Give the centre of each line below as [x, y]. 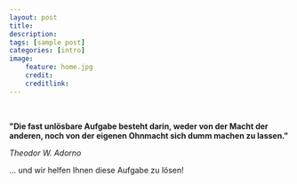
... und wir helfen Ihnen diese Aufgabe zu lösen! [96, 170]
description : [33, 34]
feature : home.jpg [59, 68]
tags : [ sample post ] [48, 42]
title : [21, 26]
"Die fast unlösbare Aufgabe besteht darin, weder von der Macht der [139, 126]
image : [21, 59]
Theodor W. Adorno [45, 153]
